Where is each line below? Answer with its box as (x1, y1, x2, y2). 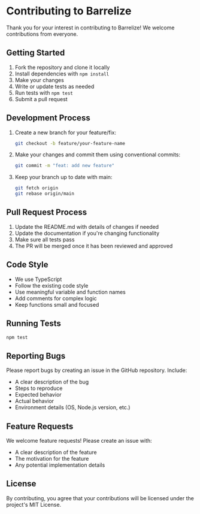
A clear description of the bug (14, 379, 89, 386)
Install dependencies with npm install (14, 70, 110, 77)
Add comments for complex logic (14, 295, 97, 302)
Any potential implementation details (14, 461, 105, 468)
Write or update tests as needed (14, 83, 95, 90)
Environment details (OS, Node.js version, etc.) (14, 404, 131, 411)
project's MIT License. (6, 501, 62, 508)
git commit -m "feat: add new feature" (14, 163, 115, 169)
